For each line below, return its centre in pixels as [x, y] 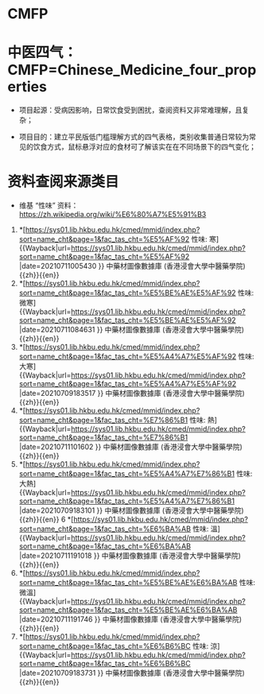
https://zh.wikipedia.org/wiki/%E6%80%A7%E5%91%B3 [113, 215]
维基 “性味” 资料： [49, 205]
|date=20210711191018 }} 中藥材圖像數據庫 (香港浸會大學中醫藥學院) [130, 556]
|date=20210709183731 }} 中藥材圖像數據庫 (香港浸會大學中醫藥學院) [132, 673]
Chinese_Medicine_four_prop [157, 70]
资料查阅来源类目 [64, 182]
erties [27, 87]
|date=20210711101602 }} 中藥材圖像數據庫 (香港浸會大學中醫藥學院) [131, 447]
